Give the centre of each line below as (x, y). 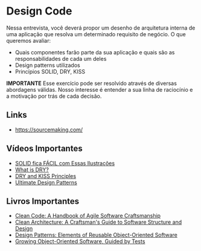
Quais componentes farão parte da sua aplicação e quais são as (95, 52)
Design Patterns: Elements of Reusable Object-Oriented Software (96, 235)
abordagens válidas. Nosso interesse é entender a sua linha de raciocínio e (100, 89)
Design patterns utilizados (47, 65)
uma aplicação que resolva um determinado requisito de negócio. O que (96, 34)
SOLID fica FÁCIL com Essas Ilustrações (65, 163)
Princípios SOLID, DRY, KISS (50, 71)
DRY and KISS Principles (46, 176)
